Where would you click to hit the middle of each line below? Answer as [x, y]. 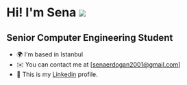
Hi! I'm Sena [41, 13]
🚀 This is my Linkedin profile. [57, 74]
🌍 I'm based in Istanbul [50, 54]
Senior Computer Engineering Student [90, 38]
